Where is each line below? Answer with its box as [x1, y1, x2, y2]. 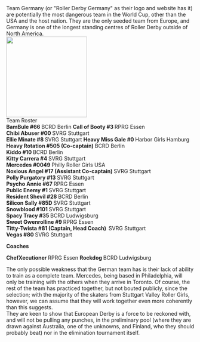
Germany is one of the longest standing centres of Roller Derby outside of [6, 24, 188, 30]
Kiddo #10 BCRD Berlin [6, 149, 63, 156]
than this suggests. [6, 304, 53, 311]
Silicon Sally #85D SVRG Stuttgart [6, 199, 91, 207]
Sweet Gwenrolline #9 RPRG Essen [6, 218, 94, 225]
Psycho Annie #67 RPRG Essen [6, 180, 84, 187]
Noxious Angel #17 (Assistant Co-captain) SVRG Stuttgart [6, 168, 151, 174]
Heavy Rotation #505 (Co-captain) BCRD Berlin [6, 142, 125, 149]
